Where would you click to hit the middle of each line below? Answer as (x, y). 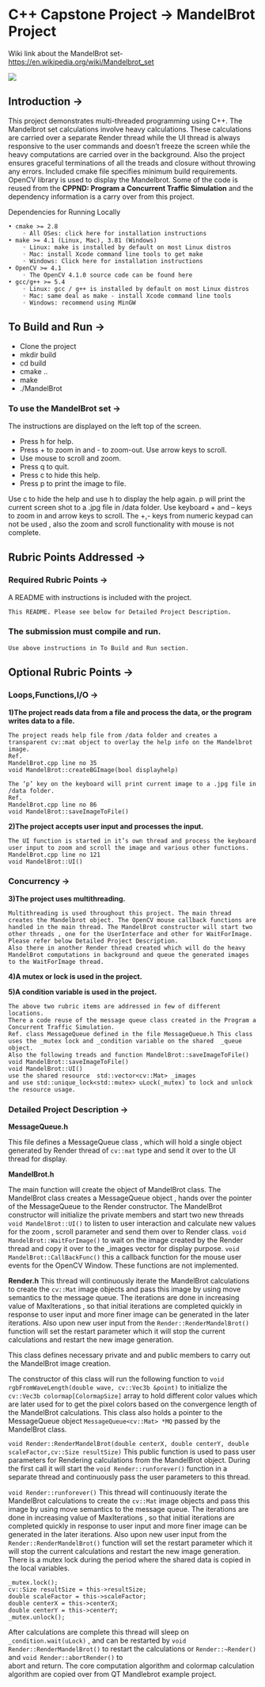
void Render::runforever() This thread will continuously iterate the (118, 1493)
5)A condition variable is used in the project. (83, 992)
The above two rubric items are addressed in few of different (115, 1006)
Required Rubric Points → (58, 580)
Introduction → (45, 102)
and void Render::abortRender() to (66, 1658)
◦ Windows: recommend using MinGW (79, 303)
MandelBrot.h (31, 1174)
